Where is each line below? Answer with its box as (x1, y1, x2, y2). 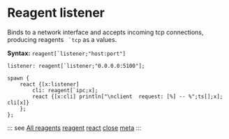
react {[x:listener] (20, 80, 80, 88)
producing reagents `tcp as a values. (7, 35, 117, 43)
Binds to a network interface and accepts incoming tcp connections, (7, 28, 204, 36)
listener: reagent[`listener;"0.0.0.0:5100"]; (7, 62, 145, 69)
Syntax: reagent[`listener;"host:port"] (7, 49, 126, 57)
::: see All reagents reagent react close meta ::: (7, 124, 142, 132)
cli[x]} (7, 99, 30, 106)
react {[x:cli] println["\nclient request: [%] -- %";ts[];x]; (32, 93, 223, 100)
